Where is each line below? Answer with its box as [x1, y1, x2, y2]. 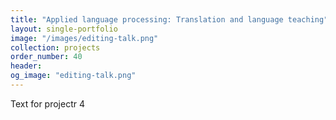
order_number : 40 [10, 52, 83, 62]
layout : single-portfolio [10, 24, 118, 34]
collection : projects [10, 42, 101, 53]
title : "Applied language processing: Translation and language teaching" [10, 14, 329, 25]
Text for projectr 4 [10, 97, 85, 110]
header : [10, 61, 43, 71]
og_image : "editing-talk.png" [10, 71, 137, 81]
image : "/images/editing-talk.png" [10, 33, 159, 43]
